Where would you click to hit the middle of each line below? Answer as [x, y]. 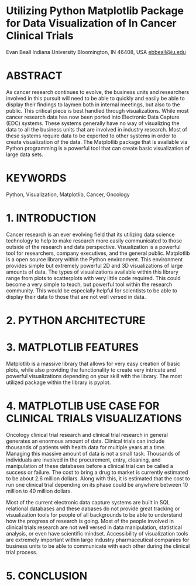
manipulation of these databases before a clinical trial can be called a [90, 466]
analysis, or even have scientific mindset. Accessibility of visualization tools [97, 533]
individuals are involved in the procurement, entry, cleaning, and [83, 460]
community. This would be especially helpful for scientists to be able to [92, 290]
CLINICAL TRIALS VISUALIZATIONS [94, 419]
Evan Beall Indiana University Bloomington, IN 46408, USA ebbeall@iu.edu [96, 52]
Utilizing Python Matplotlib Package [95, 11]
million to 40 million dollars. [39, 491]
